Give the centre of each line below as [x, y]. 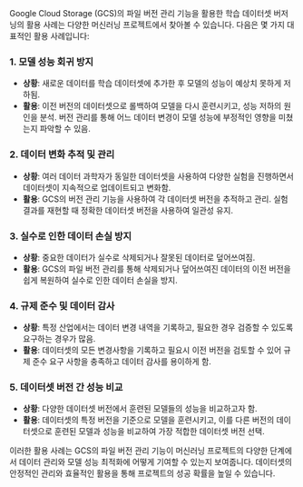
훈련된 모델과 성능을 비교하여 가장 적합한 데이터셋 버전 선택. [159, 432]
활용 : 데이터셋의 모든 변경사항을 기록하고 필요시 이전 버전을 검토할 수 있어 [152, 350]
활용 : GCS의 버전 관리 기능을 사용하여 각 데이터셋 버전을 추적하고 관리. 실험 [155, 199]
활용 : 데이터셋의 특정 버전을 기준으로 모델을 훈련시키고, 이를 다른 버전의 [148, 420]
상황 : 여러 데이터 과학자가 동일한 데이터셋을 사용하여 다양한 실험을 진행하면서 [158, 176]
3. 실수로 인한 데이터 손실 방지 [71, 236]
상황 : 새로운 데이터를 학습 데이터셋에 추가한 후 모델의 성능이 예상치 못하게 [152, 84]
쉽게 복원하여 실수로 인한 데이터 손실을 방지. [100, 280]
